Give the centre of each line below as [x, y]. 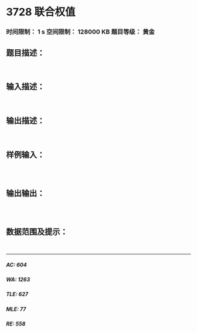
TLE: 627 [17, 294]
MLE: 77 [16, 309]
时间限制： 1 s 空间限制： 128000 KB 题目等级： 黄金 [81, 32]
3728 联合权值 [41, 12]
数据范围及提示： [37, 231]
